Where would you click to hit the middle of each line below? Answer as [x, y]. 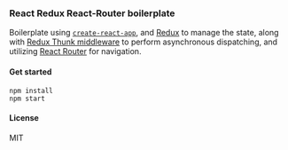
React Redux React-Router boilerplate [92, 13]
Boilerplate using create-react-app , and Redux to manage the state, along [144, 33]
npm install [31, 91]
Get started [31, 71]
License [24, 118]
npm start [27, 99]
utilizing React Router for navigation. [75, 51]
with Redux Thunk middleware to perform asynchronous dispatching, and [143, 42]
